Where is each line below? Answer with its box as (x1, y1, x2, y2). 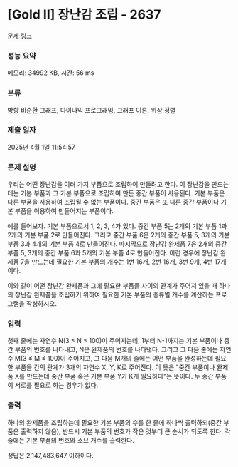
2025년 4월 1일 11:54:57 (7, 143, 76, 151)
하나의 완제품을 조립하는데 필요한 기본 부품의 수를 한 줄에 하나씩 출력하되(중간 (7, 418, 222, 426)
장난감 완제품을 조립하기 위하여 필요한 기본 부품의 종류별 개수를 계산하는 (14, 290, 215, 299)
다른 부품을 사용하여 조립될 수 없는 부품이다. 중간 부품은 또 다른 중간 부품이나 (7, 197, 220, 207)
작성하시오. (26, 299, 58, 308)
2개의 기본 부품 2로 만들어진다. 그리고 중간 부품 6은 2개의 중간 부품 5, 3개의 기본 (7, 231, 230, 240)
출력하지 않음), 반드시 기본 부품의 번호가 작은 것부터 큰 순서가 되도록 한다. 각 (20, 427, 231, 436)
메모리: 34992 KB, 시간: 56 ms (7, 68, 94, 77)
